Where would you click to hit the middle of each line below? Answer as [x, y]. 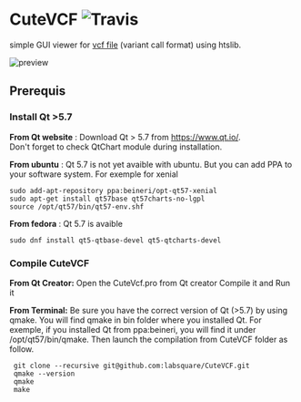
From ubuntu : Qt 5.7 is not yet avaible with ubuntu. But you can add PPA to [151, 164]
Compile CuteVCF [49, 263]
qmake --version [44, 374]
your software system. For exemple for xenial [94, 174]
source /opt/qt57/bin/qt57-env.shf [77, 206]
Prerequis [38, 91]
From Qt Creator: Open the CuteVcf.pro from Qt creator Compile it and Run [150, 283]
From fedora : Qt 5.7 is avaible [66, 223]
